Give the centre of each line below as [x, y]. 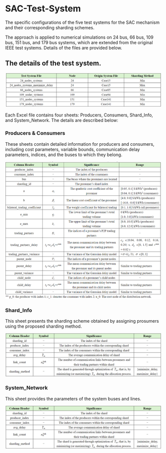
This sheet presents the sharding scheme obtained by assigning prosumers [82, 321]
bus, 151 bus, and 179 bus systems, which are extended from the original [79, 42]
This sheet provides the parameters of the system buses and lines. [73, 398]
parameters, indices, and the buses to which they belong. [64, 155]
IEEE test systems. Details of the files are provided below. [64, 48]
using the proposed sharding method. [44, 326]
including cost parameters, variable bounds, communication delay [73, 149]
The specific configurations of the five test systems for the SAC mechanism [83, 22]
